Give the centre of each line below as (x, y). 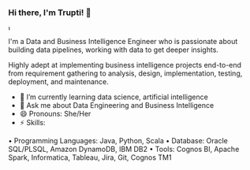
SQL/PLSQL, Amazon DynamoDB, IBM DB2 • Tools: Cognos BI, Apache (124, 150)
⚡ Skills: (32, 123)
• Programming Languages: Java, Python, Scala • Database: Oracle (118, 141)
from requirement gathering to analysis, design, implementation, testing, (125, 73)
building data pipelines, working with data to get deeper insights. (114, 50)
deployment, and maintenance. (58, 82)
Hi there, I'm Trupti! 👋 (50, 13)
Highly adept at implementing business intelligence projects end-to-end (125, 65)
